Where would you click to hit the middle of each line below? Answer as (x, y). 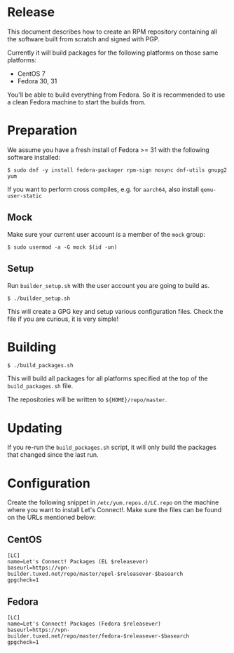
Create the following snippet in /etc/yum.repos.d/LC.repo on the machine (113, 502)
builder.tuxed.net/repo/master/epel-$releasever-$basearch (95, 574)
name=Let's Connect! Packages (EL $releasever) (78, 562)
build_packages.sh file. (40, 386)
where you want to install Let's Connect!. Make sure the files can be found (115, 510)
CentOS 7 (31, 74)
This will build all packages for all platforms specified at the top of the (108, 378)
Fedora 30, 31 (37, 81)
